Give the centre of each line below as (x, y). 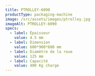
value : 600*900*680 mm (38, 47)
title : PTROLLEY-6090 (28, 10)
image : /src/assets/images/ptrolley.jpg (48, 19)
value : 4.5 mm (29, 38)
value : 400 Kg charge (36, 65)
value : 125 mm (29, 56)
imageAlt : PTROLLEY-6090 (31, 24)
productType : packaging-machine (39, 14)
